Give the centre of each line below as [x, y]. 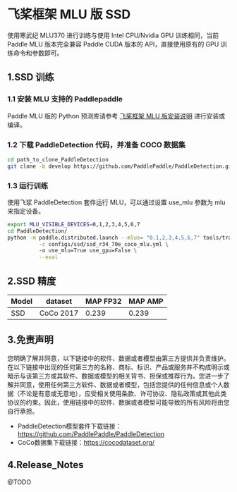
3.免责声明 [31, 340]
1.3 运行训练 [28, 185]
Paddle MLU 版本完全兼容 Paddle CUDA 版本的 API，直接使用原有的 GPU [113, 44]
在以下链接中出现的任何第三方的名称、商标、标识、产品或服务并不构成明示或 [119, 367]
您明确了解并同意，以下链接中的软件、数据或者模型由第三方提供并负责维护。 [119, 358]
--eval [48, 257]
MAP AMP [146, 302]
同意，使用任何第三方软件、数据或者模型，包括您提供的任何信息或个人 [121, 384]
